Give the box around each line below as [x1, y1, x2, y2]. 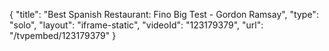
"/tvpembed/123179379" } [9, 30, 117, 41]
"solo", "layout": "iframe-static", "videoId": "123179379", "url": [9, 19, 264, 31]
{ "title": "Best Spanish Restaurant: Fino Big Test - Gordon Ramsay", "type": [9, 9, 319, 20]
